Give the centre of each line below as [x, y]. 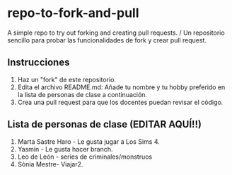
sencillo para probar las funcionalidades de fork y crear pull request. [107, 40]
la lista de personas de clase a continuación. [82, 94]
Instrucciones [39, 63]
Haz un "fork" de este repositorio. [67, 79]
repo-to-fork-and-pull [73, 13]
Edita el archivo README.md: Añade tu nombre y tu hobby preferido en [121, 87]
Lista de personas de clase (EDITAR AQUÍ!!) [104, 124]
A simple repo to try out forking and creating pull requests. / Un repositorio [116, 33]
